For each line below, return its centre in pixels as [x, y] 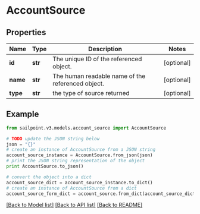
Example [23, 114]
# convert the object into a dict [49, 177]
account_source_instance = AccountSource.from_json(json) [79, 155]
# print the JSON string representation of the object [76, 161]
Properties [26, 32]
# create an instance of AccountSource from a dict [71, 188]
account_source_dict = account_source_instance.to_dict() [79, 182]
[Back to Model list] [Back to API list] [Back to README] [74, 205]
